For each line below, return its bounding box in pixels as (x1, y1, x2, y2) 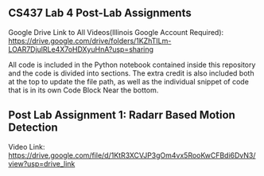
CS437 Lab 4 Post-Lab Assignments (8, 6, 192, 20)
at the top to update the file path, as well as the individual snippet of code (8, 76, 249, 86)
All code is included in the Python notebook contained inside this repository (8, 60, 256, 69)
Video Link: (8, 142, 45, 151)
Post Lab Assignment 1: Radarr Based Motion (8, 108, 236, 122)
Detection (8, 121, 58, 135)
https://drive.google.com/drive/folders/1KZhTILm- (8, 36, 172, 45)
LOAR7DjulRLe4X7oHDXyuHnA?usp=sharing (8, 44, 153, 54)
